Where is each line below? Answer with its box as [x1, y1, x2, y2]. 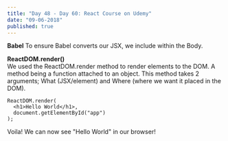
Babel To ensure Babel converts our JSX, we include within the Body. [7, 42, 203, 50]
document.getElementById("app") [13, 109, 106, 117]
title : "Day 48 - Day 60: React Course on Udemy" [7, 10, 152, 17]
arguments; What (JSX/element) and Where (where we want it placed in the [7, 77, 222, 85]
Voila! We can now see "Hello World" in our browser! [7, 128, 156, 136]
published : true [7, 23, 54, 30]
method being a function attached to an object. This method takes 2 [7, 69, 200, 78]
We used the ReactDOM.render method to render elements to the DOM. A [7, 63, 216, 71]
